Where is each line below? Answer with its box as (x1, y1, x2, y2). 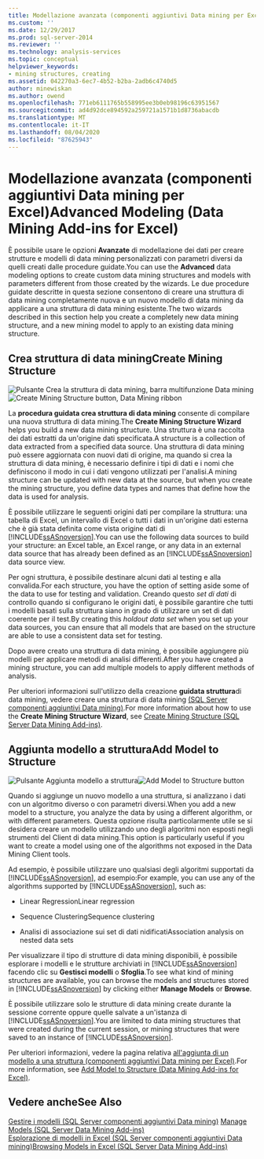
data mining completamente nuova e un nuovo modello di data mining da (8, 295, 244, 305)
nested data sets (19, 936, 75, 945)
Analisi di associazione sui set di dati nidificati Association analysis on (19, 927, 244, 937)
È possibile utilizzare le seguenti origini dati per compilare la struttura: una (8, 508, 247, 517)
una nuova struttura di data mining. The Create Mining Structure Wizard (8, 417, 242, 427)
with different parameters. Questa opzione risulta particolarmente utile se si (8, 816, 253, 826)
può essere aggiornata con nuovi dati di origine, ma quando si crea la (8, 450, 233, 460)
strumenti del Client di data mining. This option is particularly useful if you (8, 833, 245, 842)
